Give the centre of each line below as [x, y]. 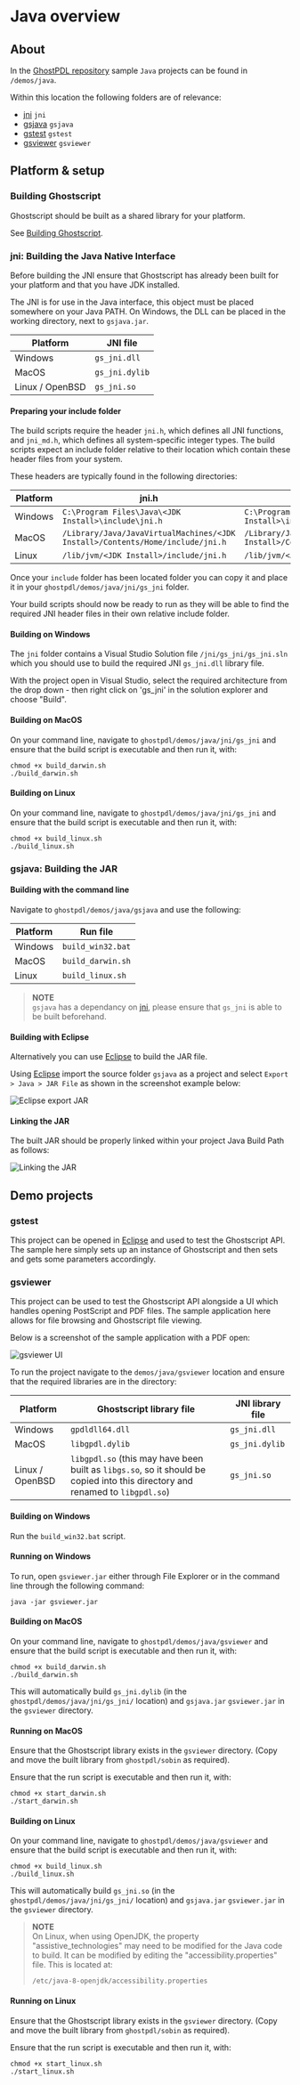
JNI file [122, 343]
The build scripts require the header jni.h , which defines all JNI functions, [147, 431]
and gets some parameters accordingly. [83, 1259]
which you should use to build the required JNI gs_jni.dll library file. [138, 663]
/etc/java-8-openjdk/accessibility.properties [120, 1981]
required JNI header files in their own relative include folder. [120, 614]
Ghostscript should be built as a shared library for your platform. [128, 215]
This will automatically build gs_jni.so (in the [93, 1891]
